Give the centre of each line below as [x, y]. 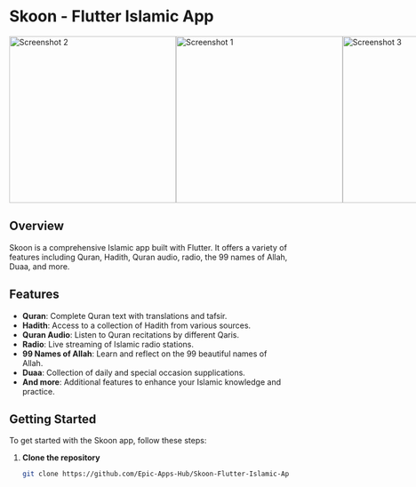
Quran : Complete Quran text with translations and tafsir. [124, 315]
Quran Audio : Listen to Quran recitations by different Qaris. [131, 334]
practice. [38, 391]
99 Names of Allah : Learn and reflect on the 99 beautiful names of [144, 354]
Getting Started [53, 419]
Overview [37, 226]
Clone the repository [61, 458]
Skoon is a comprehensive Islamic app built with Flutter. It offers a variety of [148, 247]
